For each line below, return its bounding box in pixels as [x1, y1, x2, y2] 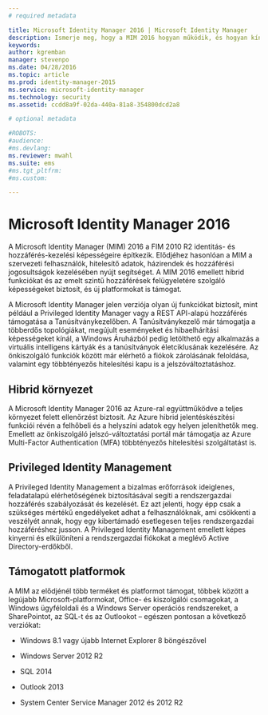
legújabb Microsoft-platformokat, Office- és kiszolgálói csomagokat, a [8, 594, 239, 604]
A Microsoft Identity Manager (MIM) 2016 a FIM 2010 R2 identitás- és [8, 242, 235, 252]
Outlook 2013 [19, 681, 64, 692]
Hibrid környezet [8, 382, 93, 396]
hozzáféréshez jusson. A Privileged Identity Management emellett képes [8, 525, 246, 534]
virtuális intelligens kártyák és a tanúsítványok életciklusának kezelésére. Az [8, 342, 259, 352]
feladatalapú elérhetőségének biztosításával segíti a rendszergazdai [8, 490, 232, 500]
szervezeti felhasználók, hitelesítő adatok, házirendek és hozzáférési [8, 259, 235, 269]
